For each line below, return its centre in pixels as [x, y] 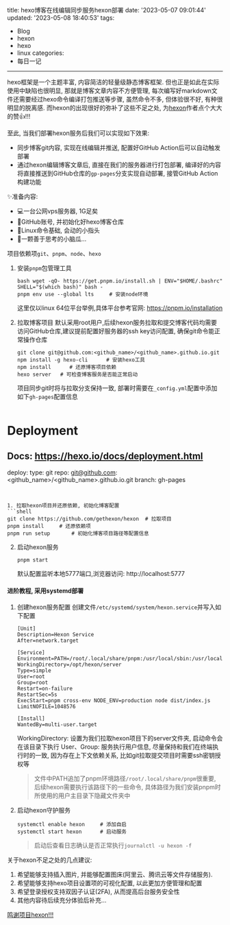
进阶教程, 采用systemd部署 [46, 590]
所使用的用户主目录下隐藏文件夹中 [82, 796]
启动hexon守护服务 [43, 810]
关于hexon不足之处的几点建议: [50, 860]
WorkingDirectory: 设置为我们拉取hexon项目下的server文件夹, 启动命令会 [120, 738]
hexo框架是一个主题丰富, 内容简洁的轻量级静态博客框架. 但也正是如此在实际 [113, 82]
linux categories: [40, 53]
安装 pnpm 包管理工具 [44, 268]
